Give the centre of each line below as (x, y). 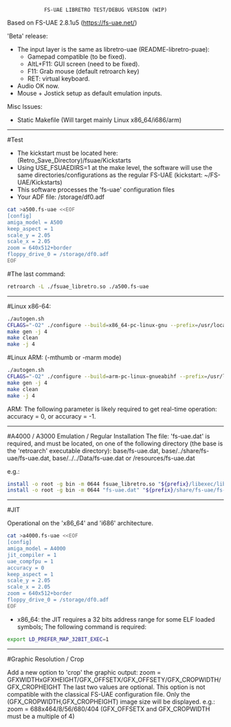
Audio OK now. (38, 86)
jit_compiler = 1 (32, 555)
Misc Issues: (25, 106)
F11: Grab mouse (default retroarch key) (83, 71)
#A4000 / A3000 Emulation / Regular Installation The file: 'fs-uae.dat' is (109, 436)
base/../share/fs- (185, 450)
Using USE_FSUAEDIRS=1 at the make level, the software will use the (115, 168)
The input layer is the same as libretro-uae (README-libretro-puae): (113, 49)
